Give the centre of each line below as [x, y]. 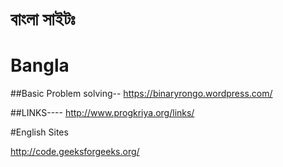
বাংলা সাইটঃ [43, 19]
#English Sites [39, 132]
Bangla [40, 65]
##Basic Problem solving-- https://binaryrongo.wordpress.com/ [141, 94]
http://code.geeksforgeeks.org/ [75, 152]
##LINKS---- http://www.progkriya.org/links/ [102, 113]
